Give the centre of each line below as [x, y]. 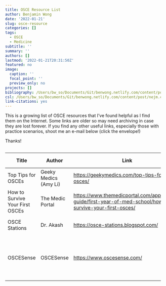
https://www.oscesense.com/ [108, 258]
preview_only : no [27, 83]
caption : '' [22, 74]
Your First [19, 204]
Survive [17, 199]
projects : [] [19, 88]
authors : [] [17, 56]
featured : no [19, 65]
